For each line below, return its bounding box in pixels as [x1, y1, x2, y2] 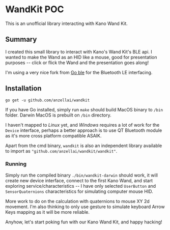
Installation [5, 84, 42, 93]
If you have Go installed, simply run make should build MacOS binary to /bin [5, 106, 163, 112]
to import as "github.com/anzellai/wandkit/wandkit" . [5, 148, 118, 154]
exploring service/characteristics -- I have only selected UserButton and [5, 183, 156, 189]
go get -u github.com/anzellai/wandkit [5, 98, 90, 103]
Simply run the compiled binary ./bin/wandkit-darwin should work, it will [5, 172, 158, 178]
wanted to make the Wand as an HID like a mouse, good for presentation [5, 54, 157, 60]
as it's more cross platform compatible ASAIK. [5, 132, 102, 138]
